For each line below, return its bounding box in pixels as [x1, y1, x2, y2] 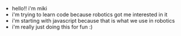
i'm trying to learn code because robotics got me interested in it [11, 11, 168, 18]
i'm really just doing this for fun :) [11, 23, 93, 30]
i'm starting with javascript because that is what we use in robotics [11, 17, 175, 24]
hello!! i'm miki [11, 5, 47, 12]
